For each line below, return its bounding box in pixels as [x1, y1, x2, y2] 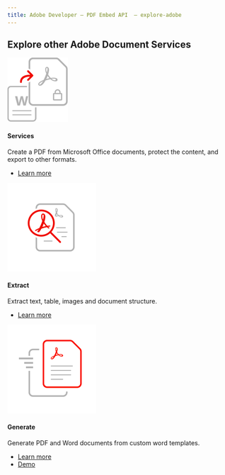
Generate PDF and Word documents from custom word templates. [7, 439, 200, 447]
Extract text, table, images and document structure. [7, 296, 158, 305]
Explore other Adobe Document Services [7, 39, 191, 51]
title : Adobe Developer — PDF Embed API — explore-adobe [7, 11, 182, 18]
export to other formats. [7, 155, 77, 163]
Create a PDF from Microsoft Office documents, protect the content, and [7, 147, 219, 156]
